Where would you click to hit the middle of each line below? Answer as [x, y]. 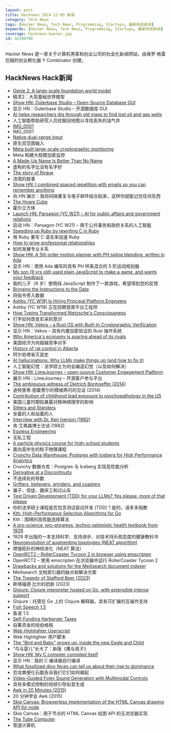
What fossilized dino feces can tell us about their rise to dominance [83, 666]
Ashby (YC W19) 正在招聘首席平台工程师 [55, 307]
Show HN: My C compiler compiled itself [55, 654]
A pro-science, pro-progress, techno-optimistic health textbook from [85, 525]
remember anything [33, 190]
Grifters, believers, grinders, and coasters [56, 484]
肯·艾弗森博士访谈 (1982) [39, 425]
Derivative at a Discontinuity [42, 472]
